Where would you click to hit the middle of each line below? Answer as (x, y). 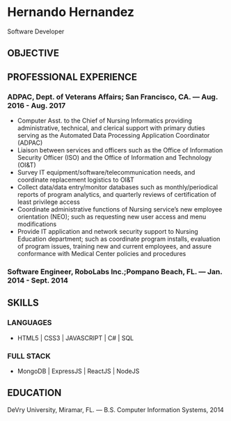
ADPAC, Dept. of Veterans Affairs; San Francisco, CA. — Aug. (112, 97)
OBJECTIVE (33, 53)
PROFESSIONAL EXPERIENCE (72, 77)
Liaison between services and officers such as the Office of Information (120, 150)
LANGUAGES (30, 323)
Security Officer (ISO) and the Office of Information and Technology (114, 158)
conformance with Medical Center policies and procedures (102, 254)
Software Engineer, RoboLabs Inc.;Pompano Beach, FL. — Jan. (115, 271)
